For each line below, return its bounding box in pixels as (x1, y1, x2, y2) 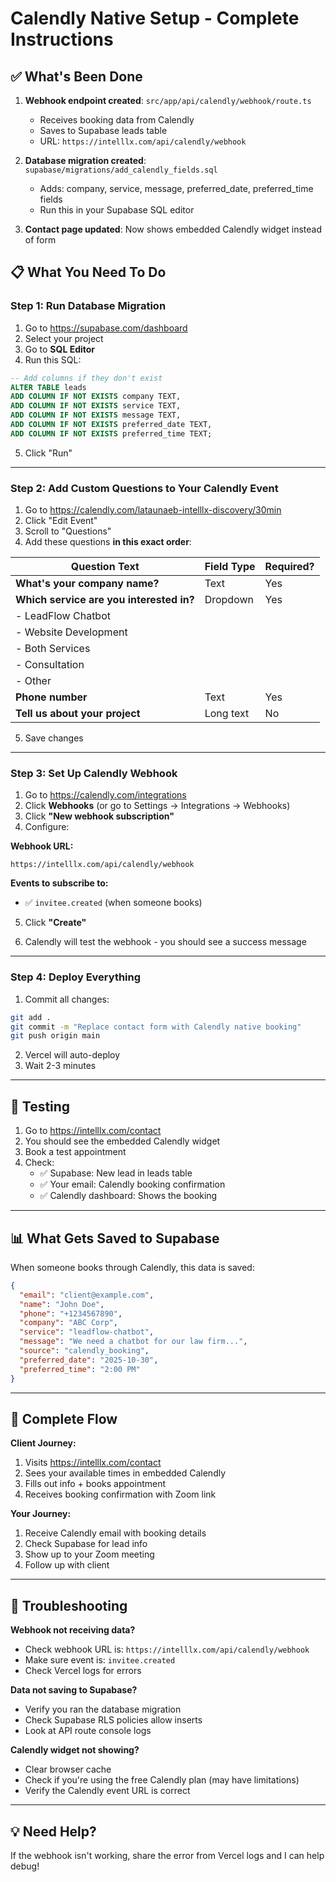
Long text (204, 707, 250, 721)
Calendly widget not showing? (10, 1744, 140, 1756)
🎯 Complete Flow (10, 1410, 118, 1427)
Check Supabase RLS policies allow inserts (24, 1714, 203, 1726)
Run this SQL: (24, 353, 82, 366)
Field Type (204, 560, 256, 574)
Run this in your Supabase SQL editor (39, 204, 195, 216)
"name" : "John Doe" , (19, 1299, 105, 1309)
